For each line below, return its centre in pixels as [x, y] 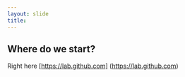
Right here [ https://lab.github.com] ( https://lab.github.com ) [93, 66]
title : [17, 20]
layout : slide [28, 14]
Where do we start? [52, 49]
